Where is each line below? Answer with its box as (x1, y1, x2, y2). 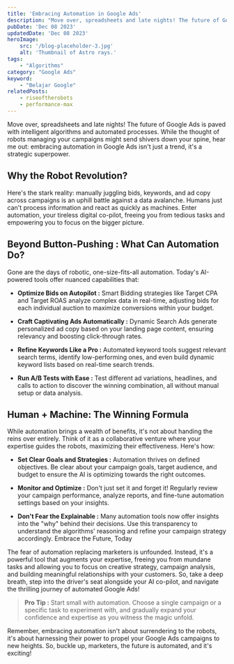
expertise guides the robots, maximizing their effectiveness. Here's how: (7, 442, 215, 451)
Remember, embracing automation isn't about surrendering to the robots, (7, 627, 217, 635)
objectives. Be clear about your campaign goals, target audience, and (17, 463, 217, 471)
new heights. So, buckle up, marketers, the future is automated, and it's (7, 642, 212, 650)
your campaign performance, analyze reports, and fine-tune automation (17, 491, 224, 499)
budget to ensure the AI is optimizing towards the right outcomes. (17, 470, 206, 478)
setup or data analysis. (17, 388, 83, 397)
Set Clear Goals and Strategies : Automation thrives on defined (17, 455, 200, 464)
